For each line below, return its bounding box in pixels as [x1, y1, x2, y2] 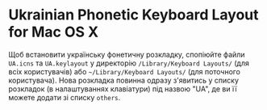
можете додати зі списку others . [8, 92, 121, 102]
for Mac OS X [8, 23, 99, 41]
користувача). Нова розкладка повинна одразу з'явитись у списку [8, 75, 240, 85]
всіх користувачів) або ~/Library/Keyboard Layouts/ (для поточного [8, 66, 240, 76]
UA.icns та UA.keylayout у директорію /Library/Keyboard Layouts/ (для [8, 58, 250, 68]
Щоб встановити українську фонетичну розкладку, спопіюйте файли [8, 49, 245, 59]
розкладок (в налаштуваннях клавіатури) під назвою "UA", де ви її [8, 83, 237, 94]
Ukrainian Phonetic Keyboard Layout [8, 6, 260, 24]
